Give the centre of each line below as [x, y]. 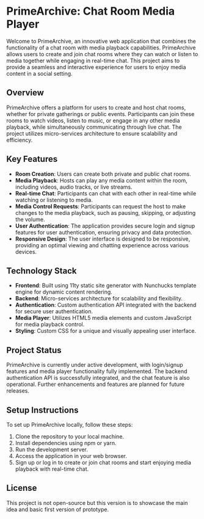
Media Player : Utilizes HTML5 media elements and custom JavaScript [103, 318]
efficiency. [20, 140]
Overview [25, 93]
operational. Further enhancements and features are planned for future [96, 384]
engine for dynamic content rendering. [64, 292]
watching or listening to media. [54, 200]
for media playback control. [50, 324]
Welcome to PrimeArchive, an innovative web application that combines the [101, 41]
